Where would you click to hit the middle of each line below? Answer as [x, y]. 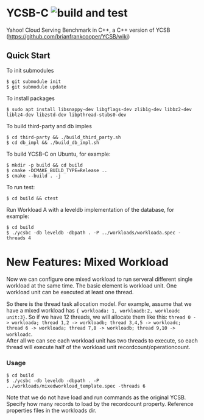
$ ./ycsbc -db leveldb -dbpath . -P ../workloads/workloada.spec [91, 233]
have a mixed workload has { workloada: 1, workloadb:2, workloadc [93, 310]
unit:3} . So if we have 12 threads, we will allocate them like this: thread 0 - [101, 317]
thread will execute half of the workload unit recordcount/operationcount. [98, 347]
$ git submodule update [37, 87]
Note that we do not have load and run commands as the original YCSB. [96, 397]
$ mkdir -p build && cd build [45, 165]
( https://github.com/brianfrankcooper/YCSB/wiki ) [68, 36]
